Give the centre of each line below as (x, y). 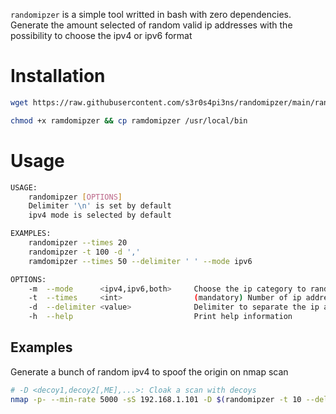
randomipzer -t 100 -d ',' (84, 252)
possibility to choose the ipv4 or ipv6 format (101, 35)
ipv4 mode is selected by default (100, 215)
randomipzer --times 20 (78, 243)
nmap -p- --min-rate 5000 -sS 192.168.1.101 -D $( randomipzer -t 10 (156, 399)
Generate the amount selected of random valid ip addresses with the (151, 25)
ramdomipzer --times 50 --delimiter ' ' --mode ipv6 (140, 261)
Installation (58, 76)
